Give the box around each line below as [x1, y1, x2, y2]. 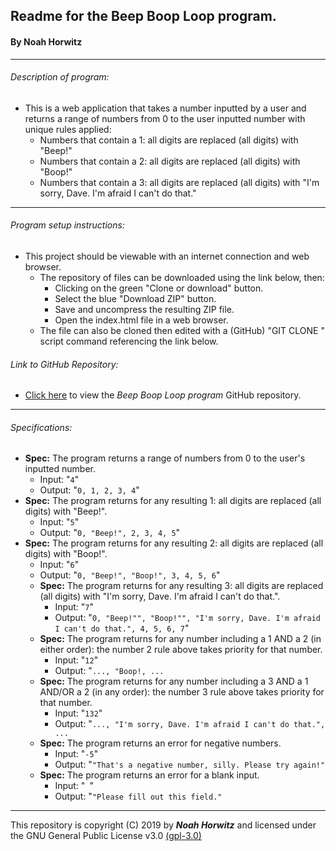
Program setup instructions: [10, 219, 125, 231]
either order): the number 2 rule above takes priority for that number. [39, 644, 323, 656]
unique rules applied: [24, 123, 112, 135]
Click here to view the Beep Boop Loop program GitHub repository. [24, 389, 302, 401]
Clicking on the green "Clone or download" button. [54, 282, 264, 294]
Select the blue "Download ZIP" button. [54, 293, 217, 304]
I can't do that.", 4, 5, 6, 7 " [54, 622, 190, 634]
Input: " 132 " [54, 707, 103, 719]
